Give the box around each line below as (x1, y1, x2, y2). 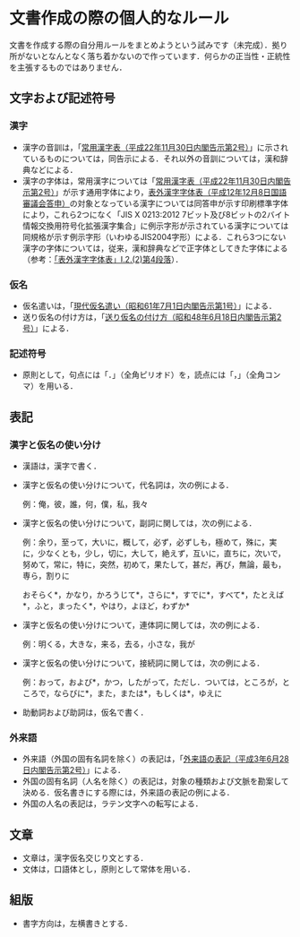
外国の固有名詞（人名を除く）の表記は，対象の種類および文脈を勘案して (21, 776, 289, 787)
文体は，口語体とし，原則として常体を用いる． (21, 864, 195, 874)
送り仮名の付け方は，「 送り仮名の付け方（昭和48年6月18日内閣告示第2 (21, 311, 282, 322)
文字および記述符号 (9, 90, 116, 106)
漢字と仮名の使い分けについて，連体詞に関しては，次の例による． (21, 619, 265, 630)
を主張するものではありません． (9, 62, 127, 73)
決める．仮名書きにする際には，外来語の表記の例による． (21, 787, 235, 798)
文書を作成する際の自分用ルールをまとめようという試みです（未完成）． (9, 39, 272, 50)
